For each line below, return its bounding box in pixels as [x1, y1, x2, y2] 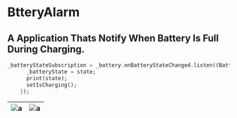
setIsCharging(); [25, 81, 78, 88]
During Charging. [7, 43, 85, 55]
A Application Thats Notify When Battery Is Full [7, 32, 219, 44]
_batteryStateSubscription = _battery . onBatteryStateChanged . [7, 62, 194, 69]
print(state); [25, 74, 68, 81]
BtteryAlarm [7, 4, 80, 20]
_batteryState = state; [25, 68, 97, 75]
